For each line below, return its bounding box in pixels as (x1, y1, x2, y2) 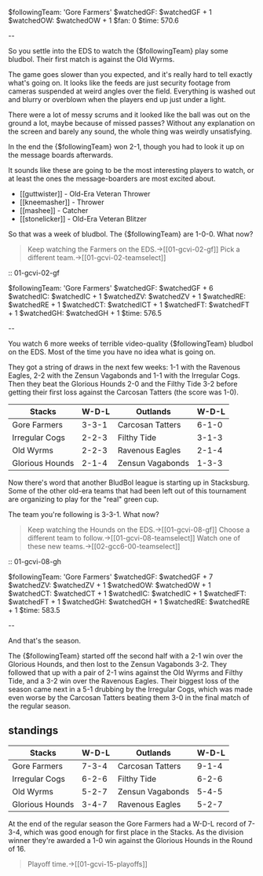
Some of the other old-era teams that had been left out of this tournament (8, 486, 247, 495)
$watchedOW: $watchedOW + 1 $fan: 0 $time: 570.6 (8, 16, 179, 25)
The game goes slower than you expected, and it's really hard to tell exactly (8, 70, 253, 79)
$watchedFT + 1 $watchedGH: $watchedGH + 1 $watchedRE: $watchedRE (8, 597, 250, 607)
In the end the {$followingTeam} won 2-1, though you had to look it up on (8, 142, 245, 151)
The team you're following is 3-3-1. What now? (8, 510, 159, 519)
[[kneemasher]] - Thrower (19, 197, 104, 207)
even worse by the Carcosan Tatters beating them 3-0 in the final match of (8, 693, 250, 702)
